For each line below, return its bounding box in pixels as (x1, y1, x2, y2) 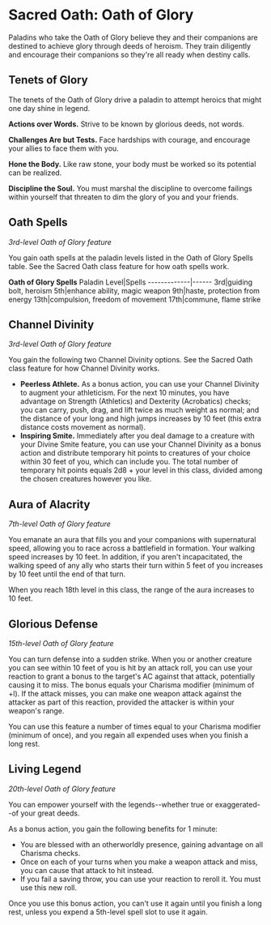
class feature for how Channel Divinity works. (8, 363, 160, 374)
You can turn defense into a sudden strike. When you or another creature (8, 654, 252, 664)
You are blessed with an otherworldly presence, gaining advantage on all (19, 839, 264, 849)
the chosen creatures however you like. (19, 474, 152, 484)
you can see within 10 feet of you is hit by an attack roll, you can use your (8, 663, 253, 672)
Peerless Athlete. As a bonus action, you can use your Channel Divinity (19, 379, 260, 389)
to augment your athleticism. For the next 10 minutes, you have (19, 388, 230, 398)
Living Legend (8, 762, 82, 776)
